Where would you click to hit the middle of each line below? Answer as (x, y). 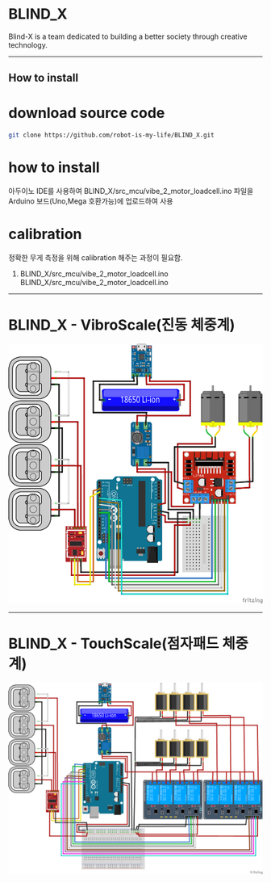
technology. (28, 44)
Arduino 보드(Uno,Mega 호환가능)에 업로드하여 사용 (91, 201)
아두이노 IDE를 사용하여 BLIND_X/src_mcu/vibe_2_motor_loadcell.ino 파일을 (131, 191)
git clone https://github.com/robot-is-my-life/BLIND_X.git (112, 135)
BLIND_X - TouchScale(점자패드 (114, 644)
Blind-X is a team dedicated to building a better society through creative (128, 36)
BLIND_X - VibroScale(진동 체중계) (122, 325)
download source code (87, 113)
